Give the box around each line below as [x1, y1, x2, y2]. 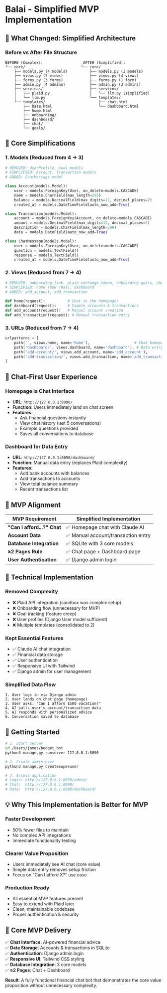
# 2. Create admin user [5, 759, 55, 764]
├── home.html [23, 108, 52, 113]
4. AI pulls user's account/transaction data [5, 705, 101, 711]
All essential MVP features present [12, 896, 83, 902]
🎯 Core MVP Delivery [5, 926, 71, 934]
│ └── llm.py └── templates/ [14, 95, 121, 100]
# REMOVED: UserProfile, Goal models [5, 165, 83, 170]
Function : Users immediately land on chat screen [12, 404, 114, 410]
